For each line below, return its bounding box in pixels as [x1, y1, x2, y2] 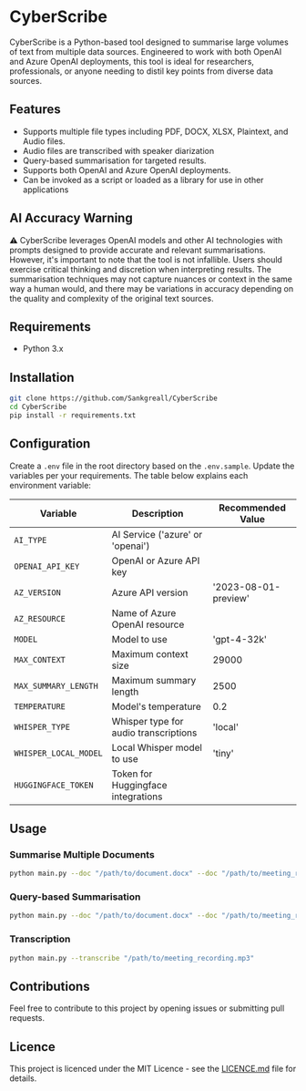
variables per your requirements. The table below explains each [9, 469, 249, 480]
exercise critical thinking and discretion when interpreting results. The [9, 263, 271, 274]
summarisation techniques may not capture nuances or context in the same [9, 273, 293, 284]
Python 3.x [22, 344, 64, 355]
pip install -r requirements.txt [9, 410, 137, 420]
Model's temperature [111, 700, 202, 713]
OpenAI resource [111, 618, 185, 631]
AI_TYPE [14, 535, 47, 545]
